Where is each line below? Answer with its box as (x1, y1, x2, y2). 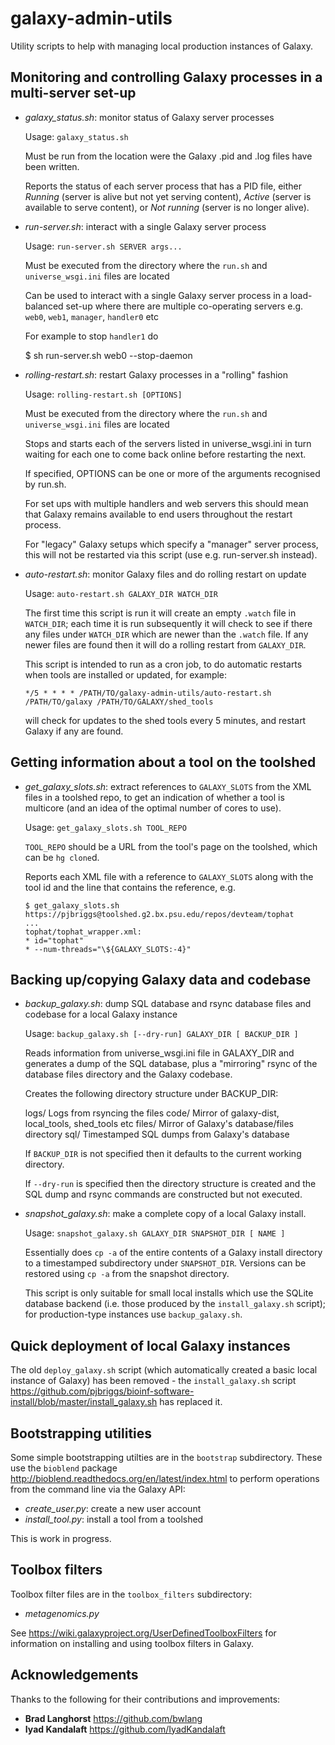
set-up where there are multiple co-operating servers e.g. (65, 300, 304, 312)
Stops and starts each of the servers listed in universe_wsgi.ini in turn (24, 437, 312, 449)
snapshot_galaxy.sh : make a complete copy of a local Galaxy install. (24, 1208, 307, 1220)
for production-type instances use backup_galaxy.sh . (24, 1308, 243, 1321)
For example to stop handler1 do (24, 330, 159, 342)
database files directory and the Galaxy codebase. (24, 1068, 233, 1081)
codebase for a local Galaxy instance (24, 1008, 178, 1021)
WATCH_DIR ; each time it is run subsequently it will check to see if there (24, 617, 313, 629)
